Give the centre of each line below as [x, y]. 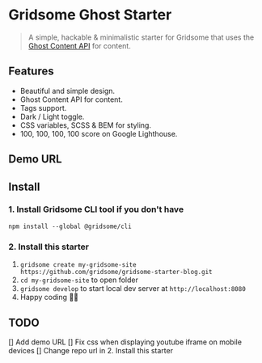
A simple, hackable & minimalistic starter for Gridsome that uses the [141, 37]
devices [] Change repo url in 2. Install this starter [91, 350]
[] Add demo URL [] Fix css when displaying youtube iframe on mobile [125, 342]
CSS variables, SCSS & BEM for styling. [86, 125]
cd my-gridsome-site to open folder [79, 280]
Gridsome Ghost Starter [90, 15]
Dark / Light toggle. [52, 116]
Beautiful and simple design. [68, 91]
